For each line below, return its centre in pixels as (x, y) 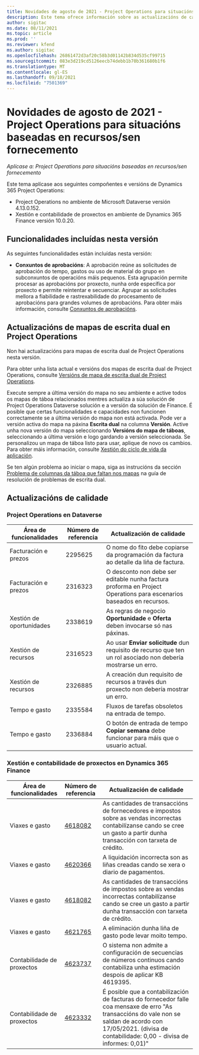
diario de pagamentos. (133, 872)
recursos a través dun (136, 682)
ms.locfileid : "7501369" (37, 83)
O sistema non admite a (135, 945)
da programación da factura (145, 555)
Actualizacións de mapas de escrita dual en (89, 328)
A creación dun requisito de (144, 674)
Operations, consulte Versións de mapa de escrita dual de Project (87, 375)
